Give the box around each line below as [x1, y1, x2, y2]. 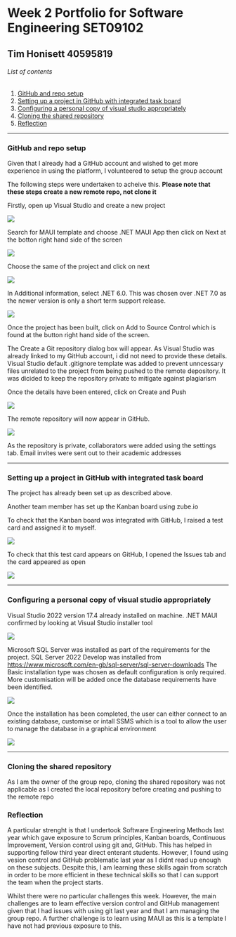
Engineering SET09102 [7, 20, 144, 36]
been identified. [7, 683, 53, 691]
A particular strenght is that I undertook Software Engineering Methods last [7, 826, 225, 834]
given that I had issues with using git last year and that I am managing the [7, 907, 220, 915]
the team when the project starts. [7, 878, 104, 886]
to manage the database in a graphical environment [7, 724, 157, 733]
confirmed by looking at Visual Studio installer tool [7, 618, 153, 627]
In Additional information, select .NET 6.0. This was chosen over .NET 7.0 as [7, 289, 227, 298]
